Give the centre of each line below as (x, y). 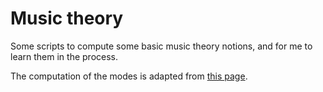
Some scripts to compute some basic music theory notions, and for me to (161, 46)
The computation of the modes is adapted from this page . (129, 76)
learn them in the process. (64, 56)
